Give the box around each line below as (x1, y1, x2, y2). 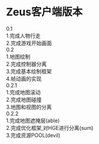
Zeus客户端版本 (6, 5, 83, 19)
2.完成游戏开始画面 (6, 39, 52, 46)
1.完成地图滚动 (6, 89, 41, 96)
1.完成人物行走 (6, 32, 41, 39)
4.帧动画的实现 (6, 75, 42, 82)
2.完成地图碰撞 (6, 96, 42, 103)
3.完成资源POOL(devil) (6, 132, 60, 139)
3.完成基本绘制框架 (6, 68, 52, 75)
